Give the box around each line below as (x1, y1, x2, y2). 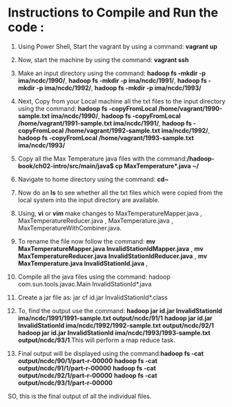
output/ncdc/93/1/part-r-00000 (17, 378, 113, 387)
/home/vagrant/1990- (158, 104, 223, 112)
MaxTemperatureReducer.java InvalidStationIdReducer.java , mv (17, 252, 208, 260)
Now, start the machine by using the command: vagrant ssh (17, 55, 189, 63)
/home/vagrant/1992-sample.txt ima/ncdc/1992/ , (65, 126, 210, 135)
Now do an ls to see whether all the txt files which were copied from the (17, 188, 223, 197)
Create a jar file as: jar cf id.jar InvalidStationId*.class (17, 293, 168, 301)
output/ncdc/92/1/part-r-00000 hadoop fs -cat (17, 371, 157, 379)
